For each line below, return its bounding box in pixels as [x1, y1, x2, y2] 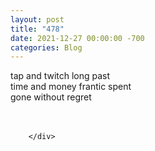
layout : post [10, 14, 65, 25]
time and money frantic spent [10, 81, 132, 93]
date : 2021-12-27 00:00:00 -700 [10, 33, 145, 43]
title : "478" [10, 24, 65, 34]
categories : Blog [10, 42, 83, 53]
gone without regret [10, 91, 92, 103]
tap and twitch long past [10, 70, 111, 82]
